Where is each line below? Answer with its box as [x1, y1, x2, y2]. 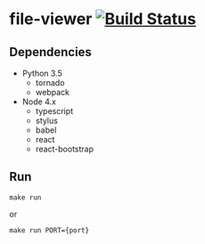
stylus [35, 116, 58, 126]
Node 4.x [21, 96, 56, 107]
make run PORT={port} [9, 225, 90, 235]
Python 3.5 [21, 68, 62, 78]
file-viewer [9, 9, 93, 29]
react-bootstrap [35, 143, 94, 154]
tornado [35, 77, 65, 88]
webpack [35, 87, 70, 97]
